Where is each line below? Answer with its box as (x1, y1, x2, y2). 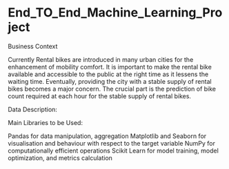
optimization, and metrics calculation (8, 153, 113, 162)
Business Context (8, 42, 58, 50)
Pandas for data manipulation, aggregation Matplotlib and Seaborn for (8, 132, 207, 140)
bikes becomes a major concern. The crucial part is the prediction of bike (8, 84, 217, 93)
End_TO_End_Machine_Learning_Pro (8, 5, 223, 21)
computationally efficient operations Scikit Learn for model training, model (8, 146, 219, 155)
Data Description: (8, 105, 58, 113)
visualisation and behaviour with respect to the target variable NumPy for (8, 139, 216, 147)
